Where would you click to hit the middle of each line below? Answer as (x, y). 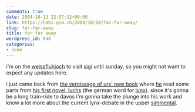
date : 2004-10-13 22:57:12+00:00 (47, 17)
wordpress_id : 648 (28, 39)
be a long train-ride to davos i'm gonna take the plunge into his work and (94, 96)
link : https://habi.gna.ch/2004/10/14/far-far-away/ (72, 22)
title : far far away (31, 33)
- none (14, 50)
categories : (21, 45)
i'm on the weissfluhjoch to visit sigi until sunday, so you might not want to (96, 66)
